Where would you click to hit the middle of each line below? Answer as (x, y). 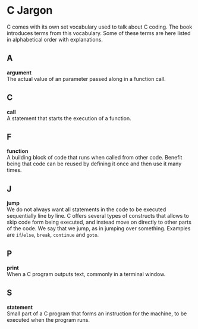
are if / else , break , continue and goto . (53, 235)
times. (14, 170)
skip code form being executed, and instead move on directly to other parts (99, 222)
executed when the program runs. (48, 319)
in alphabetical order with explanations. (55, 39)
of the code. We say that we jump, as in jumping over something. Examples (99, 228)
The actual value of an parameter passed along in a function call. (86, 79)
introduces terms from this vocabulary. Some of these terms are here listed (99, 33)
